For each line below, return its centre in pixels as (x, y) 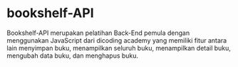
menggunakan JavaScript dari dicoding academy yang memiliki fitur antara (117, 40)
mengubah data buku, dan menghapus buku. (73, 56)
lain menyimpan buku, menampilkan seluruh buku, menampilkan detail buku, (119, 48)
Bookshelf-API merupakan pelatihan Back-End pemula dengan (98, 33)
